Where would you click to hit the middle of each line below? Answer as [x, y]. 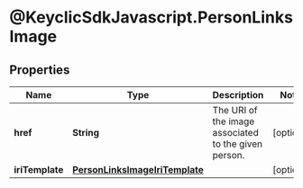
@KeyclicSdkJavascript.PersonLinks [151, 18]
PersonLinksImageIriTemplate [138, 170]
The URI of [235, 110]
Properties [40, 70]
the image [234, 121]
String [86, 133]
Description [238, 95]
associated [235, 133]
